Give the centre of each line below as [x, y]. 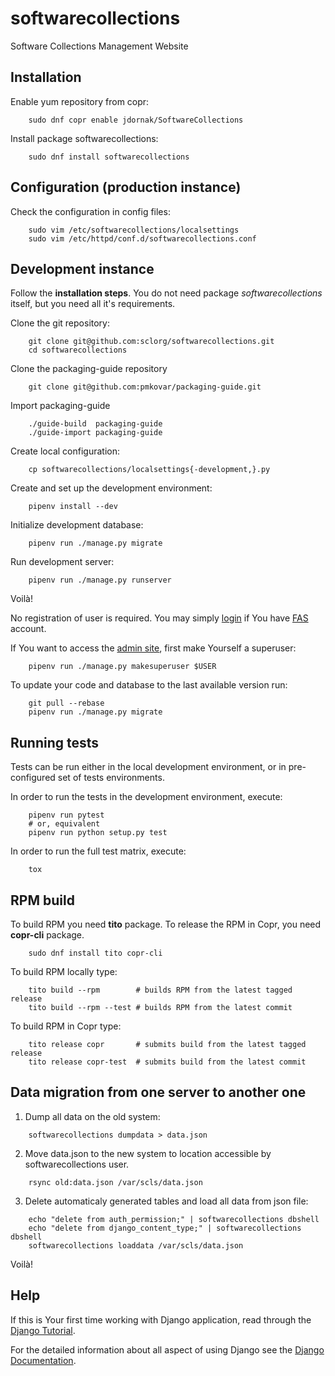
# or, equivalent [64, 824]
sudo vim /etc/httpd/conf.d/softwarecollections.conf [142, 238]
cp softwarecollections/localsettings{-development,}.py [149, 470]
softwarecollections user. [77, 1164]
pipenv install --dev [73, 507]
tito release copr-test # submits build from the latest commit [167, 1062]
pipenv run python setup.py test [98, 833]
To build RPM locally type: [64, 971]
